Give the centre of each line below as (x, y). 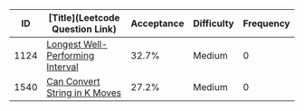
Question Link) (85, 29)
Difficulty (214, 23)
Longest (64, 44)
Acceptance (157, 23)
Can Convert (73, 82)
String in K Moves (84, 92)
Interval (62, 67)
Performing (71, 55)
